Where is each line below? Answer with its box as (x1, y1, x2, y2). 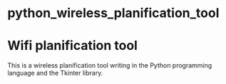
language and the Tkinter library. (7, 69, 103, 78)
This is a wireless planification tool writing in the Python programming (7, 61, 212, 70)
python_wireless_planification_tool (7, 5, 220, 21)
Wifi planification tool (7, 38, 138, 54)
